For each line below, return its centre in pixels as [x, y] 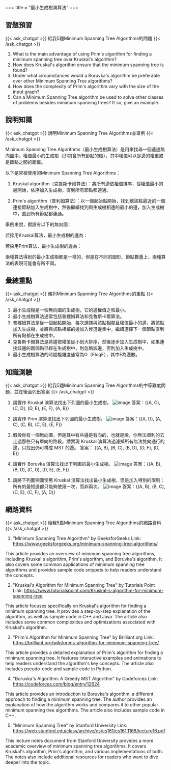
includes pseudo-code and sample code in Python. [59, 669]
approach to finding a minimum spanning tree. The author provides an [79, 699]
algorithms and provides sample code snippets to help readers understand [83, 570]
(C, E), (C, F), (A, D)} [34, 492]
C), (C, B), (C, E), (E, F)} [37, 424]
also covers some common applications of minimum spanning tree [75, 564]
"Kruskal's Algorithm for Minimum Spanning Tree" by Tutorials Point [84, 585]
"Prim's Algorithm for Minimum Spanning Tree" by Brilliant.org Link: [83, 637]
